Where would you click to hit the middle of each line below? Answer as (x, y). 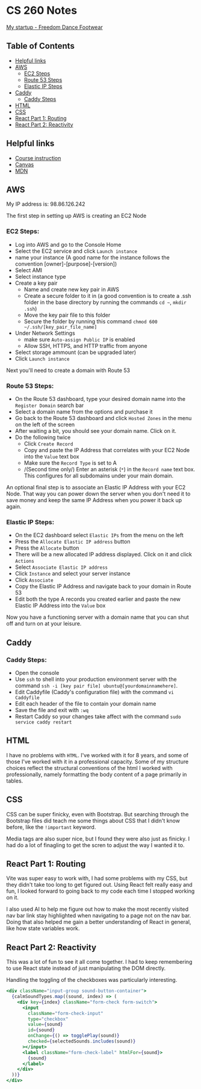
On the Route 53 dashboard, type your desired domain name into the (100, 399)
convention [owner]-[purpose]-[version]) (66, 264)
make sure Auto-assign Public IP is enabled (79, 339)
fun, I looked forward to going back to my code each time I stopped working (100, 891)
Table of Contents (41, 46)
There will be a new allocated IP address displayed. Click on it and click (104, 554)
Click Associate (34, 580)
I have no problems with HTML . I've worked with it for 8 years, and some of (97, 755)
